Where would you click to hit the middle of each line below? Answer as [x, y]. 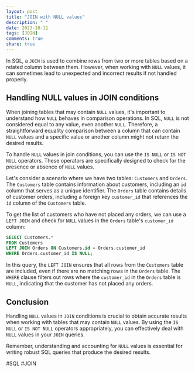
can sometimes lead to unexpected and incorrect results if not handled [91, 73]
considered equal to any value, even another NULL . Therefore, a [82, 124]
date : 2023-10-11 [27, 28]
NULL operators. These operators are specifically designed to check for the [96, 160]
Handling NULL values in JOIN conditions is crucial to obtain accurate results [97, 316]
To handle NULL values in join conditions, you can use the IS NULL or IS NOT [96, 154]
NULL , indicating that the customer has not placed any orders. [80, 284]
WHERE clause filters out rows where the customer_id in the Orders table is [93, 277]
